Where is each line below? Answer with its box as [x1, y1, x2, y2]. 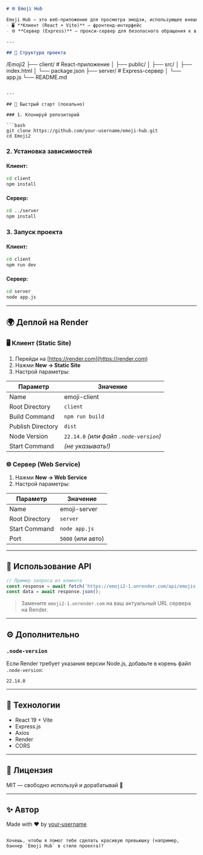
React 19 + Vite [14, 716, 53, 723]
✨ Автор [6, 805, 39, 815]
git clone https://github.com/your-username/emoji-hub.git [6, 128, 158, 134]
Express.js [14, 722, 41, 730]
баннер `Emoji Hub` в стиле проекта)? [6, 843, 104, 849]
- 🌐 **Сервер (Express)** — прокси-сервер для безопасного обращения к [6, 28, 192, 34]
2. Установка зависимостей [6, 147, 92, 156]
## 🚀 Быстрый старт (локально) [6, 101, 85, 107]
